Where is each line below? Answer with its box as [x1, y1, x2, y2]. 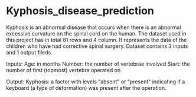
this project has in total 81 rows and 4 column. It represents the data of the [6, 36, 187, 43]
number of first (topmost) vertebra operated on [6, 66, 121, 73]
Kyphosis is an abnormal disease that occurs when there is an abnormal [6, 24, 181, 31]
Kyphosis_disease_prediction [6, 4, 155, 18]
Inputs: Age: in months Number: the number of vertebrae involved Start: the [6, 60, 190, 67]
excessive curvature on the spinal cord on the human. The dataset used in [6, 30, 187, 37]
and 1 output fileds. [6, 48, 53, 56]
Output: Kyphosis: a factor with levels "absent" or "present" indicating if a [6, 78, 185, 85]
